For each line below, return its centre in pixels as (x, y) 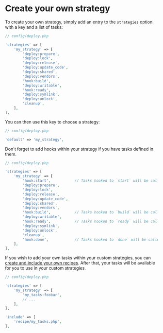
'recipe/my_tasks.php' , (38, 322)
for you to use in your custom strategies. (46, 268)
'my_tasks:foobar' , (42, 295)
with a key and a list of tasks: (34, 27)
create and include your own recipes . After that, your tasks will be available (80, 263)
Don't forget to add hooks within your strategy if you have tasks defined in (79, 149)
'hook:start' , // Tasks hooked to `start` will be (86, 181)
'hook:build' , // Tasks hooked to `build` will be (86, 212)
